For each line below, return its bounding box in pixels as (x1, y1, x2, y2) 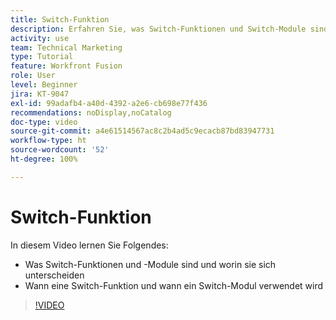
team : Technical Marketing (10, 42, 123, 53)
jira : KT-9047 (10, 89, 70, 99)
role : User (10, 71, 56, 81)
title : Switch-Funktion (10, 14, 110, 25)
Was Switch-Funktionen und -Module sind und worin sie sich (24, 258, 277, 270)
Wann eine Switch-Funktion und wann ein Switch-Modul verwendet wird (24, 279, 324, 291)
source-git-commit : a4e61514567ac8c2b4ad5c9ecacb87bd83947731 (10, 126, 275, 136)
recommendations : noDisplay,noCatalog (10, 107, 172, 118)
